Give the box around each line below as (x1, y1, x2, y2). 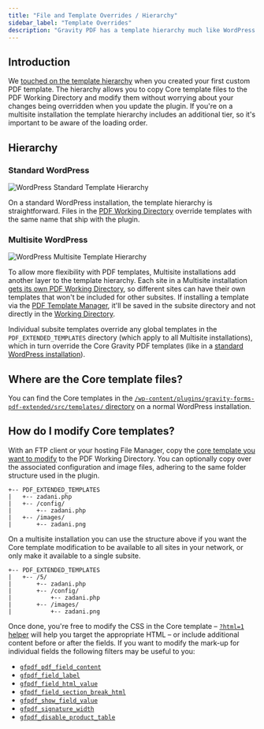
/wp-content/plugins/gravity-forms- (134, 395, 255, 403)
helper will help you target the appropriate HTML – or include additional (8, 630, 240, 639)
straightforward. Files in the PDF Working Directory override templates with (8, 206, 252, 215)
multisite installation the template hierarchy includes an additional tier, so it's (8, 110, 256, 119)
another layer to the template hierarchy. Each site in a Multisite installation (8, 276, 247, 285)
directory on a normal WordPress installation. (105, 401, 252, 411)
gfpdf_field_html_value (19, 679, 99, 688)
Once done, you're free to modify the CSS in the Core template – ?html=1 (8, 621, 244, 630)
